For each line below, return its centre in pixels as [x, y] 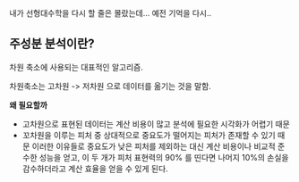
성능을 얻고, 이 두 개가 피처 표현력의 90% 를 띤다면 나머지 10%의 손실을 [164, 157]
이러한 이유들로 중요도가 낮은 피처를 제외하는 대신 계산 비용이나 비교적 [154, 146]
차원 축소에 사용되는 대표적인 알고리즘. [76, 67]
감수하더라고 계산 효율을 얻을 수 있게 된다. [95, 169]
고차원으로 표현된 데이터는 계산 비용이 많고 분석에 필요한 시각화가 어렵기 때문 [156, 124]
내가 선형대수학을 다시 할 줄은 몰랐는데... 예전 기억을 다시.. [111, 13]
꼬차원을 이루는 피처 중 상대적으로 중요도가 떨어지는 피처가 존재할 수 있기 [149, 135]
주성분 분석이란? [52, 44]
